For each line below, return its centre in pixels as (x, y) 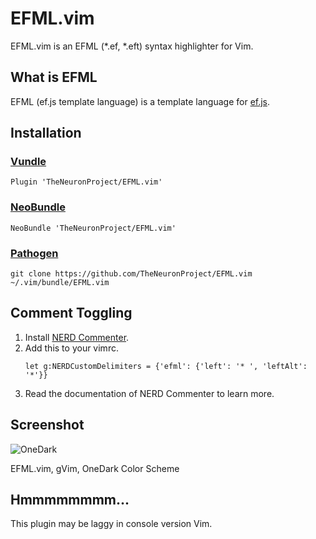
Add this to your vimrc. (71, 348)
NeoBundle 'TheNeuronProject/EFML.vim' (93, 228)
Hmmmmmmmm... (70, 500)
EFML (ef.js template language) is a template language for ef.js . (140, 101)
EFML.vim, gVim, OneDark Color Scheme (95, 468)
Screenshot (47, 425)
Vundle (28, 162)
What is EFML (54, 77)
